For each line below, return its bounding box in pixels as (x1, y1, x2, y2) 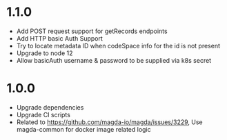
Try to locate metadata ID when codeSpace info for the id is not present (16, 41, 221, 50)
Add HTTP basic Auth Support (16, 34, 103, 42)
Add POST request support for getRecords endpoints (16, 27, 168, 35)
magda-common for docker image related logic (16, 125, 151, 133)
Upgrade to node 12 (16, 49, 73, 57)
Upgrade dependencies (16, 103, 84, 111)
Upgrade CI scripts (16, 110, 70, 119)
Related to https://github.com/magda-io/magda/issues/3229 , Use (16, 118, 203, 126)
